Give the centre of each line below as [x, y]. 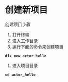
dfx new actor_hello [26, 56]
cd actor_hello [20, 75]
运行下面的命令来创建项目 [38, 47]
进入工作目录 [25, 41]
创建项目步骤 [18, 24]
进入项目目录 [25, 66]
